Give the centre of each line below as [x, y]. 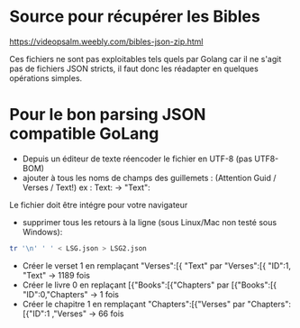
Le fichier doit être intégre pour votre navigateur [99, 205]
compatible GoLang [84, 134]
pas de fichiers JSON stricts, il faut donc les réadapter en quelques [134, 68]
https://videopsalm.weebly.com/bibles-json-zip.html [107, 41]
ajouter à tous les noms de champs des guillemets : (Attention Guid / [149, 178]
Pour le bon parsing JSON [108, 115]
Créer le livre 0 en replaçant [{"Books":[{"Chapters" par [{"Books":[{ [150, 285]
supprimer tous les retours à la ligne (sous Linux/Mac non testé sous [150, 222]
